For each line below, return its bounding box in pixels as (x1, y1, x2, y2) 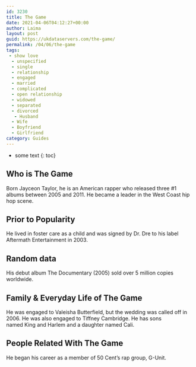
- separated (11, 102, 42, 108)
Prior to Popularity (6, 214, 75, 224)
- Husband (14, 113, 39, 119)
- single (11, 63, 33, 70)
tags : (6, 47, 20, 53)
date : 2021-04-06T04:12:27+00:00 (6, 20, 89, 25)
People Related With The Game (6, 339, 124, 349)
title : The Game (6, 14, 46, 20)
